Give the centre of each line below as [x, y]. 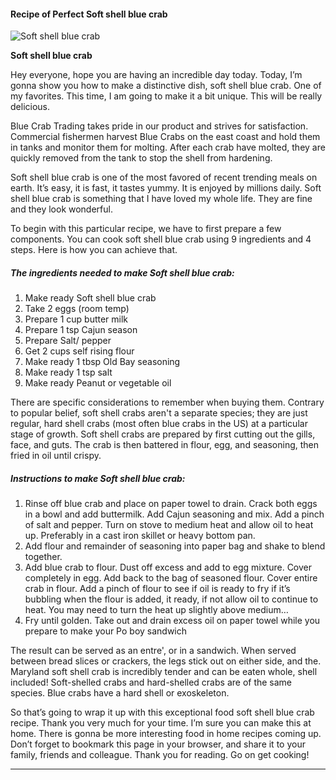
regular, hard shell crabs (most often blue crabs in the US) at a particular [159, 424]
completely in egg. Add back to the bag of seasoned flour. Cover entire [171, 578]
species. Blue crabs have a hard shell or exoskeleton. [120, 693]
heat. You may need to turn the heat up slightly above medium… [156, 610]
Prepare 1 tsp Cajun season [81, 330]
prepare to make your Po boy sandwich [106, 631]
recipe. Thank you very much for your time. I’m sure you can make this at [161, 723]
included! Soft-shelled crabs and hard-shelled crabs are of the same [151, 682]
